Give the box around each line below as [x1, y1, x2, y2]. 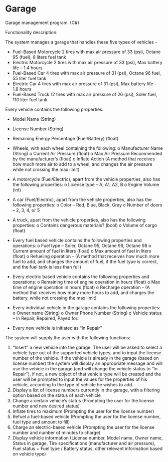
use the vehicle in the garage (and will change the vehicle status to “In [12, 365, 158, 371]
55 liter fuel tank [12, 75, 47, 81]
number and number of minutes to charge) [12, 429, 101, 435]
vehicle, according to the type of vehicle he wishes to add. [12, 381, 134, 387]
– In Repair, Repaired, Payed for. [12, 315, 79, 321]
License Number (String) [12, 126, 64, 132]
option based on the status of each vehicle [12, 392, 101, 398]
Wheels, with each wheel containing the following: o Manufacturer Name [12, 145, 163, 151]
